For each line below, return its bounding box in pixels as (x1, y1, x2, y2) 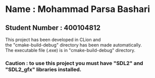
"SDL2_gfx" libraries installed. (5, 66, 82, 73)
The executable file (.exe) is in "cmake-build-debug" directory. (5, 47, 135, 53)
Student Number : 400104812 (5, 23, 101, 32)
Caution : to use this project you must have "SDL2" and (5, 59, 143, 66)
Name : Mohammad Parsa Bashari (5, 3, 150, 15)
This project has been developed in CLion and (5, 36, 101, 42)
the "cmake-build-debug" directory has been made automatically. (5, 42, 142, 48)
